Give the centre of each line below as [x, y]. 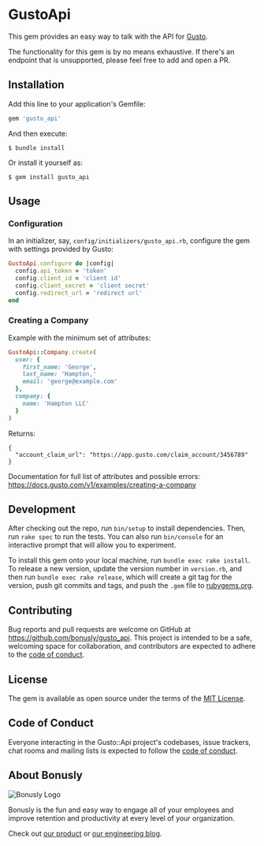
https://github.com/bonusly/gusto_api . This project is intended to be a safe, [130, 638]
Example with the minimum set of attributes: [80, 338]
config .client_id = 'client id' [69, 279]
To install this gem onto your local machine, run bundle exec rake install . [129, 560]
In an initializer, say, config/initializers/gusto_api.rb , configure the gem [129, 241]
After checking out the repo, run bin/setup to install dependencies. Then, [127, 528]
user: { [28, 359]
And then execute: [38, 133]
